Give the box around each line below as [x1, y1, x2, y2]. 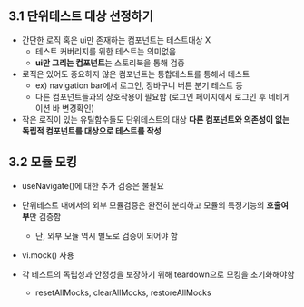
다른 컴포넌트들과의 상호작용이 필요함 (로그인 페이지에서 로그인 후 [34, 91, 267, 102]
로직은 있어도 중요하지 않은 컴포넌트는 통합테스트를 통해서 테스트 [21, 68, 250, 79]
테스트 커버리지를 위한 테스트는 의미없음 [34, 45, 177, 56]
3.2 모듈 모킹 [8, 154, 78, 170]
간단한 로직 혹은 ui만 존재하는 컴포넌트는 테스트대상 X [21, 35, 211, 45]
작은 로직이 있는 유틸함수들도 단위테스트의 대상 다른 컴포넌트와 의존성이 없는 [21, 114, 290, 124]
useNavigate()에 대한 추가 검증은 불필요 [21, 180, 164, 191]
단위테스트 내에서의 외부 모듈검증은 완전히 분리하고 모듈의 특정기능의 [21, 199, 265, 211]
